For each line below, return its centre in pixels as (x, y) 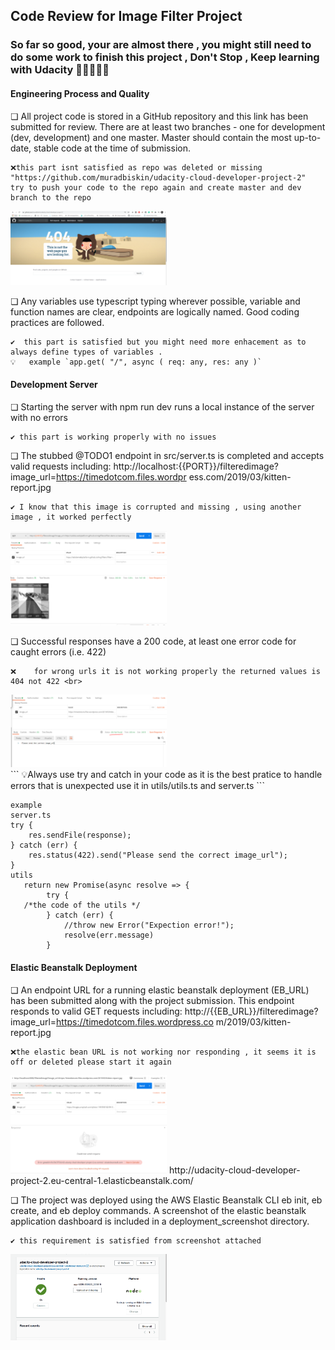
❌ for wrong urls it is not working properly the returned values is (165, 672)
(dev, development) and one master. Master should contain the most (151, 137)
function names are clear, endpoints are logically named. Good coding (155, 312)
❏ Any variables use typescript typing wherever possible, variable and (155, 301)
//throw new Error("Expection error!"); (149, 925)
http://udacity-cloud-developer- (234, 1170)
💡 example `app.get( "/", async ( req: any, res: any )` (136, 362)
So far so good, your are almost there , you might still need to (161, 45)
